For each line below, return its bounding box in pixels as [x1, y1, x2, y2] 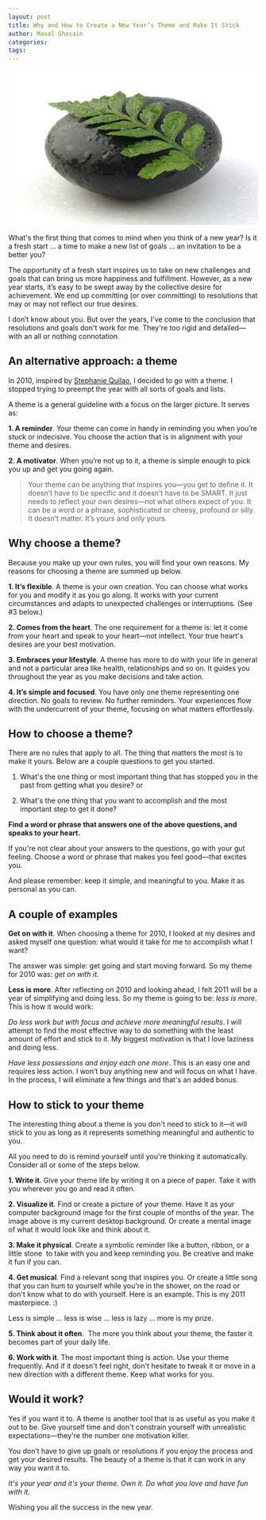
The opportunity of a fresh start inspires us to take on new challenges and [8, 265, 251, 275]
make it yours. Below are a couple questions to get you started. [8, 756, 215, 766]
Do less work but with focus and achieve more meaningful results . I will [8, 1018, 242, 1027]
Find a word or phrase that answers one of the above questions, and [8, 820, 237, 830]
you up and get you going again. [8, 464, 114, 474]
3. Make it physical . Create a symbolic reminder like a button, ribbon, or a [8, 1240, 250, 1249]
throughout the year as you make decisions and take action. [8, 671, 204, 681]
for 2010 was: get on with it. [8, 970, 99, 979]
